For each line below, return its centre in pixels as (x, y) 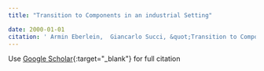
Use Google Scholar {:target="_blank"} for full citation (94, 59)
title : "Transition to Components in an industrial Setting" (110, 15)
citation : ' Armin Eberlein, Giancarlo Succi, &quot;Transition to (123, 37)
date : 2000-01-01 (37, 29)
